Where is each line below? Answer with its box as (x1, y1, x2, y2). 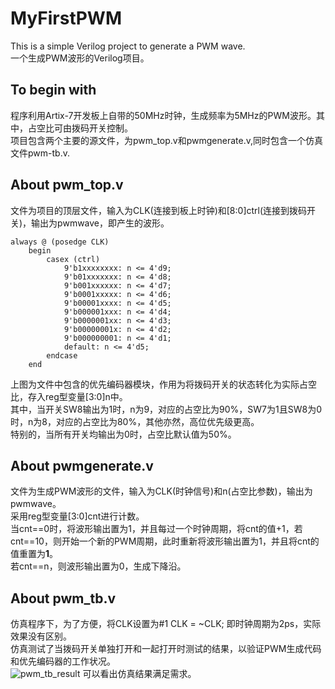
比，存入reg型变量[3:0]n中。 (10, 390, 128, 402)
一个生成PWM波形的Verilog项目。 (10, 52, 150, 64)
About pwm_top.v (10, 177, 124, 194)
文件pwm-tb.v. (10, 147, 70, 159)
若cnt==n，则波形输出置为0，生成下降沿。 (10, 560, 187, 572)
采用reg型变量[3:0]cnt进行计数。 (10, 510, 145, 522)
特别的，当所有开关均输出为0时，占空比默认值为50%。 (10, 428, 237, 440)
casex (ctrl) (46, 254, 101, 264)
